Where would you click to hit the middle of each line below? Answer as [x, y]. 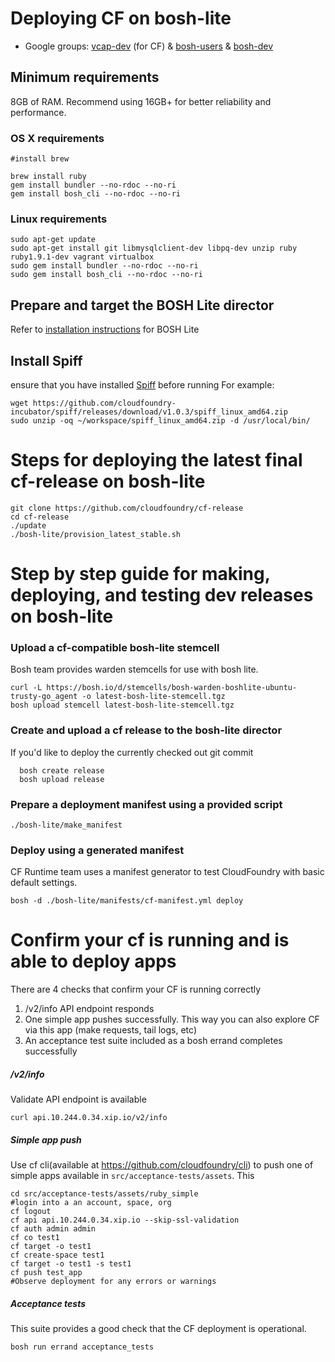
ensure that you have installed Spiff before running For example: [142, 384]
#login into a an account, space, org [91, 1203]
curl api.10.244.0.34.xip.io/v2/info [89, 1118]
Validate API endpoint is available [78, 1099]
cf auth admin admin [53, 1229]
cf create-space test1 [57, 1255]
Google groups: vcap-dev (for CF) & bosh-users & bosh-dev [149, 46]
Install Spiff [46, 360]
